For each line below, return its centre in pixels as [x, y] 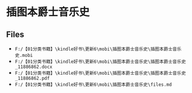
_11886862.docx [34, 67]
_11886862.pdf [32, 78]
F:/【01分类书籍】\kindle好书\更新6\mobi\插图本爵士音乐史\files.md [93, 85]
